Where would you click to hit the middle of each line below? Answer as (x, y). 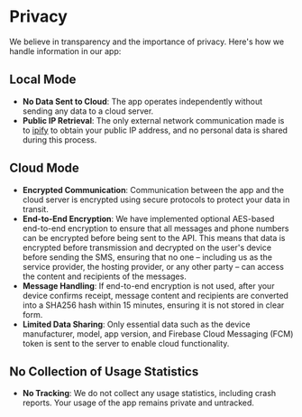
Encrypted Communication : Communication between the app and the (153, 190)
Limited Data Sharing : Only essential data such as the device (136, 324)
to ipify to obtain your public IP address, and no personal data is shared (155, 130)
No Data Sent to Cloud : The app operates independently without (142, 101)
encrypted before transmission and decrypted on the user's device (147, 247)
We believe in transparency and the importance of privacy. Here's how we (147, 42)
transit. (36, 208)
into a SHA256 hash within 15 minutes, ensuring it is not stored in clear (153, 305)
